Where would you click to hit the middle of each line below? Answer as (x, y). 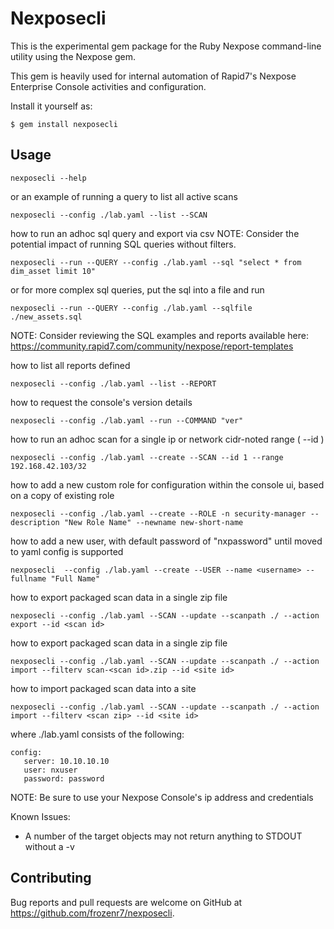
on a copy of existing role (62, 495)
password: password (64, 778)
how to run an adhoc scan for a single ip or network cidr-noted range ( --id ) (167, 439)
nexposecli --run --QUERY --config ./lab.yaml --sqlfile (131, 308)
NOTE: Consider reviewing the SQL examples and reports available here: (159, 335)
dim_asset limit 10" (53, 271)
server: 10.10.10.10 (66, 761)
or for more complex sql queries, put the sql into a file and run (137, 289)
